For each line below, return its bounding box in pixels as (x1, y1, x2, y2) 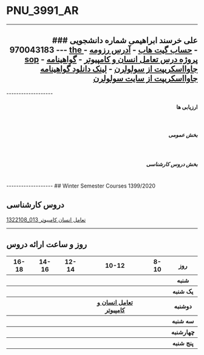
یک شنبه (172, 287, 194, 295)
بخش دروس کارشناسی (146, 160, 198, 167)
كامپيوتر (104, 306, 126, 314)
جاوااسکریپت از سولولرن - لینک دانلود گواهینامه (40, 64, 198, 74)
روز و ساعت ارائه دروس (6, 239, 87, 250)
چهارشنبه (171, 328, 195, 336)
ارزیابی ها (175, 104, 198, 111)
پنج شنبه (172, 339, 194, 347)
